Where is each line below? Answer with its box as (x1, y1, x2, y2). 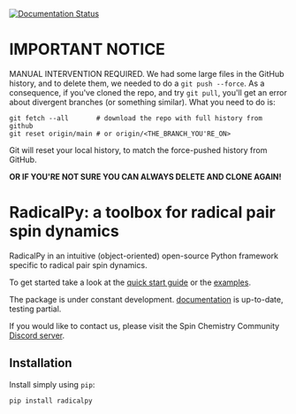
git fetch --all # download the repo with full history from (9, 113, 263, 123)
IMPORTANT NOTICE (9, 40, 166, 59)
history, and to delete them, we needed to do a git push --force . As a (9, 78, 265, 88)
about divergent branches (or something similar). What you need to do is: (9, 96, 276, 107)
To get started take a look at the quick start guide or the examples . (9, 277, 252, 287)
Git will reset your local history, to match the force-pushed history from (9, 144, 268, 155)
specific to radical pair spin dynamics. (9, 259, 148, 270)
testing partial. (9, 303, 62, 314)
